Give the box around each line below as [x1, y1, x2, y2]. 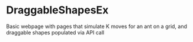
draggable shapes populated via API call [6, 29, 105, 36]
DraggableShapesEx [6, 3, 109, 17]
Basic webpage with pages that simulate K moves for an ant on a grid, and [6, 23, 188, 30]
